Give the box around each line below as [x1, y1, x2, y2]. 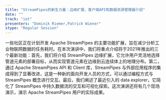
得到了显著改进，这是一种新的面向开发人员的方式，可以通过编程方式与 [9, 71, 153, 77]
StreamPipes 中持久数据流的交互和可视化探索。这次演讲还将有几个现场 [14, 83, 160, 89]
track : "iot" [5, 16, 32, 21]
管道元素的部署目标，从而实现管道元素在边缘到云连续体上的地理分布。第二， [5, 58, 162, 64]
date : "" [5, 12, 23, 17]
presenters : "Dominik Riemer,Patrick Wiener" [5, 21, 101, 26]
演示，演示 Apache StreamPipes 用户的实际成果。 [5, 90, 107, 96]
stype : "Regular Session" [5, 26, 59, 31]
